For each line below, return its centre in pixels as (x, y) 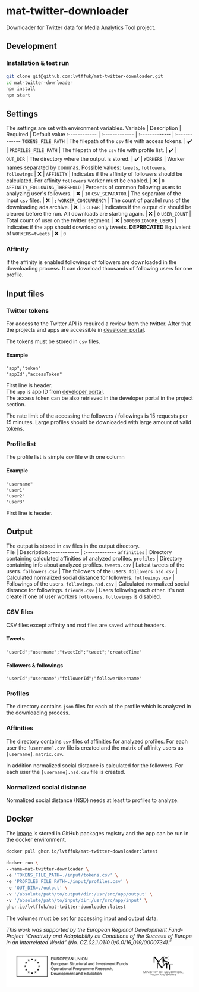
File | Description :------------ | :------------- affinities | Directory (89, 552)
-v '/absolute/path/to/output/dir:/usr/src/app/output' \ (79, 894)
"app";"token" (24, 368)
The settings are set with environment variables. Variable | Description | (94, 128)
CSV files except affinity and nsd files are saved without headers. (86, 625)
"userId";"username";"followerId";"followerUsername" (74, 679)
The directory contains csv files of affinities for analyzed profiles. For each (97, 741)
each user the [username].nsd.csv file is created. (66, 772)
